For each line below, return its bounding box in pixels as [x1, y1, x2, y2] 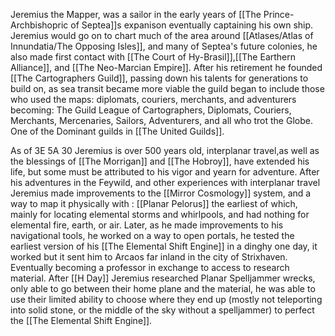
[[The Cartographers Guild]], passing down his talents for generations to [10, 72, 309, 84]
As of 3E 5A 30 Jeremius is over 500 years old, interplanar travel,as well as [10, 145, 320, 156]
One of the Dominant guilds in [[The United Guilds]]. [10, 125, 225, 137]
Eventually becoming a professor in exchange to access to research [10, 262, 290, 273]
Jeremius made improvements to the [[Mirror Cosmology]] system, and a [10, 187, 312, 199]
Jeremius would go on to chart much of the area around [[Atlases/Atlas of [10, 30, 314, 41]
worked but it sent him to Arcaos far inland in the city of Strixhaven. [10, 251, 288, 263]
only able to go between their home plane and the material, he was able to [10, 283, 316, 294]
